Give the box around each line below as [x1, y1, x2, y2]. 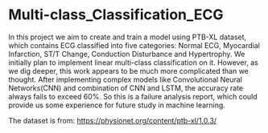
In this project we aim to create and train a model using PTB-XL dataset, [8, 32, 247, 42]
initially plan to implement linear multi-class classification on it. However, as [8, 58, 259, 67]
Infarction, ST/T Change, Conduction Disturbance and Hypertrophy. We [8, 49, 245, 58]
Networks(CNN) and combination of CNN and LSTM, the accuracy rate [8, 83, 244, 93]
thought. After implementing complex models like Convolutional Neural [8, 75, 243, 84]
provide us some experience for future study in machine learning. [8, 100, 225, 110]
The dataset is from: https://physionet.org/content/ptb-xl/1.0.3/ [8, 115, 217, 125]
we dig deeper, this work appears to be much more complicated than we [8, 66, 249, 75]
